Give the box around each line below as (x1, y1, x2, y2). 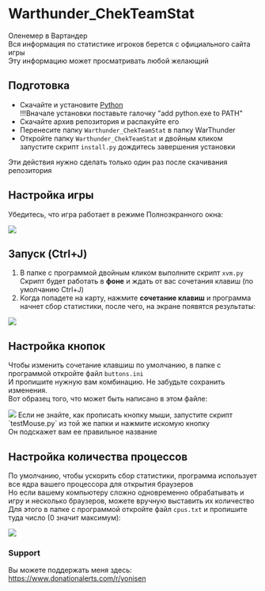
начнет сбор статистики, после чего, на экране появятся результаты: (19, 302, 256, 311)
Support (8, 547, 41, 558)
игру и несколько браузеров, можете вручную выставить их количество (8, 496, 255, 506)
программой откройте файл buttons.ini (8, 369, 144, 378)
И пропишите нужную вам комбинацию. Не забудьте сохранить (8, 377, 225, 387)
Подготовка (8, 79, 70, 92)
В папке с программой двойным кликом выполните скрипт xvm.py (19, 268, 244, 277)
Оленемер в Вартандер (8, 31, 88, 40)
